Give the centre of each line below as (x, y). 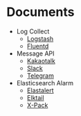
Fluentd (38, 46)
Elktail (35, 97)
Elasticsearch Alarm (45, 83)
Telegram (40, 75)
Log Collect (33, 31)
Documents (40, 12)
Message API (35, 53)
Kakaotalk (41, 60)
